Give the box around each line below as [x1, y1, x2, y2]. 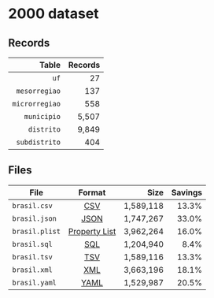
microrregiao [12, 99, 61, 108]
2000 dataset [8, 5, 100, 23]
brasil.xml [12, 265, 53, 274]
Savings [171, 187, 203, 198]
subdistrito [16, 138, 61, 147]
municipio [24, 112, 61, 121]
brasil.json [12, 214, 57, 223]
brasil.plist [12, 226, 61, 236]
